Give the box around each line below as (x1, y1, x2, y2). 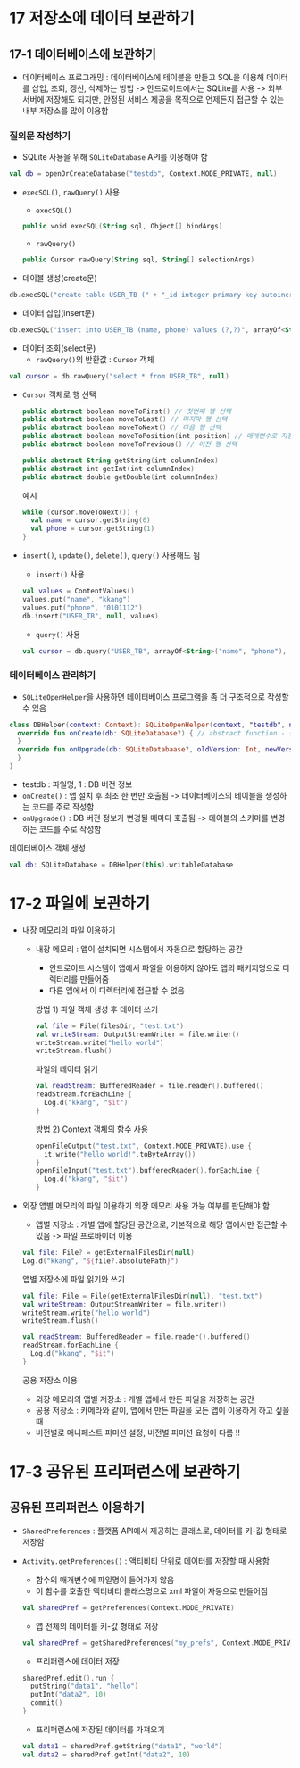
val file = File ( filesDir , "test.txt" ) (35, 1021, 185, 1031)
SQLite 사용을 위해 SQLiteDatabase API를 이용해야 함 (21, 152, 208, 162)
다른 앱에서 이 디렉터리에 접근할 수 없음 (48, 984, 185, 995)
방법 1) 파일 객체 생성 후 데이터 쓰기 (35, 1003, 159, 1014)
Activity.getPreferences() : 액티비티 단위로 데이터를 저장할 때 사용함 (21, 1555, 271, 1566)
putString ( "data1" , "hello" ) (30, 1681, 139, 1691)
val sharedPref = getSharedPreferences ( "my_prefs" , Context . (21, 1639, 255, 1648)
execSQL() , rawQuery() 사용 (21, 187, 121, 197)
